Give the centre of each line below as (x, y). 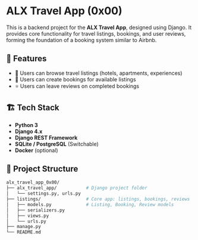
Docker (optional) (36, 150)
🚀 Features (26, 59)
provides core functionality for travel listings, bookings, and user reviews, (96, 33)
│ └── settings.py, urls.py (44, 194)
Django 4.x (29, 131)
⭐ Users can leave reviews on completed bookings (77, 86)
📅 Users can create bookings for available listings (75, 79)
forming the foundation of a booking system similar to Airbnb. (81, 40)
